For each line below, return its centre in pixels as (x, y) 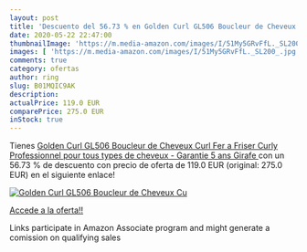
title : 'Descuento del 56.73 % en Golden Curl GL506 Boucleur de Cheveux (153, 26)
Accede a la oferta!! (47, 210)
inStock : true (37, 120)
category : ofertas (44, 69)
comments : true (38, 60)
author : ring (34, 78)
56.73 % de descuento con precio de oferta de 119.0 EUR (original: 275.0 (146, 165)
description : (34, 94)
